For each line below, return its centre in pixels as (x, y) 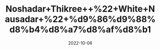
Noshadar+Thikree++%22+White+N (80, 9)
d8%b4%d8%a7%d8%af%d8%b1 (80, 30)
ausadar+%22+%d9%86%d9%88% (80, 19)
